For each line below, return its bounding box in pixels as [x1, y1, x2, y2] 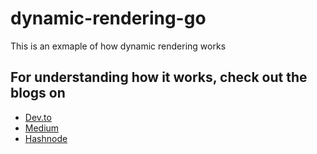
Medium [24, 122, 60, 134]
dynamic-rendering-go [10, 7, 207, 30]
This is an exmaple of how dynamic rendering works [10, 40, 227, 52]
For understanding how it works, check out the [10, 69, 308, 86]
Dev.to [24, 111, 52, 123]
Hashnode [24, 132, 68, 144]
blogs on [10, 85, 66, 102]
